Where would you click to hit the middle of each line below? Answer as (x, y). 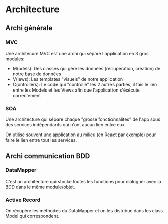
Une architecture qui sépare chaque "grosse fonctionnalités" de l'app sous (83, 119)
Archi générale (29, 28)
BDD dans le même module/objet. (40, 187)
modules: (15, 59)
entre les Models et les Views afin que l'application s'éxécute (76, 90)
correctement (27, 95)
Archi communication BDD (48, 156)
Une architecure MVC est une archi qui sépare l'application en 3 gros (77, 53)
